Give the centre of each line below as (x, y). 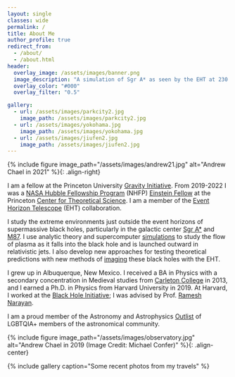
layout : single (30, 14)
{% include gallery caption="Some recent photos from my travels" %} (108, 366)
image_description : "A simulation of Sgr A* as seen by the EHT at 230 (121, 79)
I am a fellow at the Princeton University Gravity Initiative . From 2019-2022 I (117, 186)
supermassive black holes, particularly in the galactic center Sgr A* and (111, 229)
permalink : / (26, 27)
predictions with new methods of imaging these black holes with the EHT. (114, 259)
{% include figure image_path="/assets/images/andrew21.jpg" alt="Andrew (116, 165)
